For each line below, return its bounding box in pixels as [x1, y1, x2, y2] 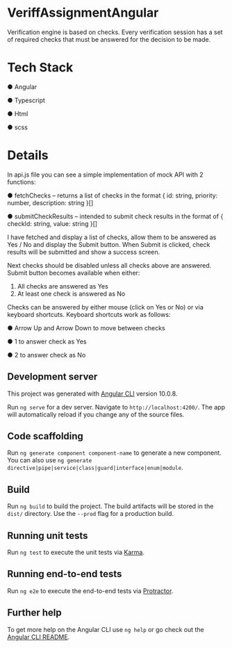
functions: [7, 177, 36, 186]
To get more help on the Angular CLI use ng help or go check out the [7, 625, 204, 633]
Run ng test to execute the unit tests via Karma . [7, 548, 144, 557]
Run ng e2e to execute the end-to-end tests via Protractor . [7, 586, 174, 595]
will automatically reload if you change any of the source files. [7, 410, 185, 419]
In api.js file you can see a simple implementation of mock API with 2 [7, 170, 204, 179]
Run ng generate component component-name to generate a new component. [7, 448, 222, 457]
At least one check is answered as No [17, 289, 126, 298]
